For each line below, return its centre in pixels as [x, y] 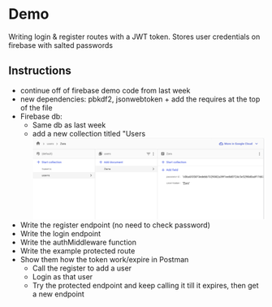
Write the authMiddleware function [78, 242]
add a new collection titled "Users [89, 133]
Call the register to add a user [82, 268]
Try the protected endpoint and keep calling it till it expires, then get [145, 285]
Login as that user [63, 276]
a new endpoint [58, 294]
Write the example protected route [78, 251]
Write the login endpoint [60, 233]
